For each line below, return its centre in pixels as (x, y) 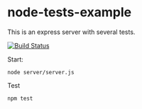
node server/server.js (41, 72)
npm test (20, 98)
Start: (15, 59)
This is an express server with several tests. (71, 32)
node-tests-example (70, 12)
